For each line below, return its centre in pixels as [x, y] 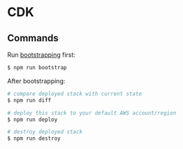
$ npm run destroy [34, 139]
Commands [33, 38]
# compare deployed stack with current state [74, 94]
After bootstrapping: [36, 80]
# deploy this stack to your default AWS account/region [92, 113]
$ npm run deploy [32, 120]
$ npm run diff [29, 100]
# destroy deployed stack [45, 132]
